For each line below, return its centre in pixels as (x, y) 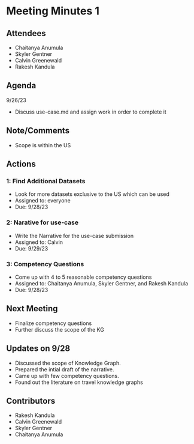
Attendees (26, 33)
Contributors (31, 401)
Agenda (21, 86)
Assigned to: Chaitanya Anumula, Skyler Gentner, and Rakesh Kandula (101, 283)
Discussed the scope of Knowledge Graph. (68, 363)
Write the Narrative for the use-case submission (74, 236)
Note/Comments (38, 131)
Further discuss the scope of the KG (60, 329)
